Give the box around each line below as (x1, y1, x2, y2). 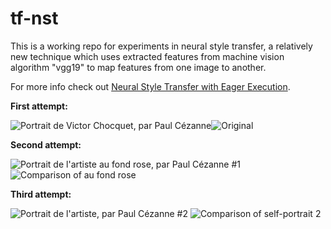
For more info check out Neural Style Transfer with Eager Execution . (10, 80, 291, 92)
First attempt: (10, 100, 68, 112)
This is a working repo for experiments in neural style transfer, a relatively (10, 40, 313, 52)
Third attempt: (10, 188, 72, 200)
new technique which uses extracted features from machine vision (10, 50, 285, 62)
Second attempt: (10, 138, 82, 151)
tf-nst (10, 7, 59, 30)
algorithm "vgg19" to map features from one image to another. (10, 61, 267, 73)
